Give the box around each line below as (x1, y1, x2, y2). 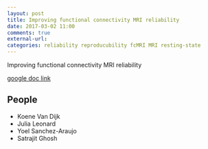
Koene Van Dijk (16, 112, 60, 120)
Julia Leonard (16, 119, 56, 128)
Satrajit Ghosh (16, 134, 58, 142)
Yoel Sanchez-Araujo (16, 126, 78, 135)
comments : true (7, 29, 51, 36)
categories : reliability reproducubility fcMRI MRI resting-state (7, 42, 201, 49)
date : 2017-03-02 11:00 (7, 23, 76, 30)
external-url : (7, 36, 48, 43)
